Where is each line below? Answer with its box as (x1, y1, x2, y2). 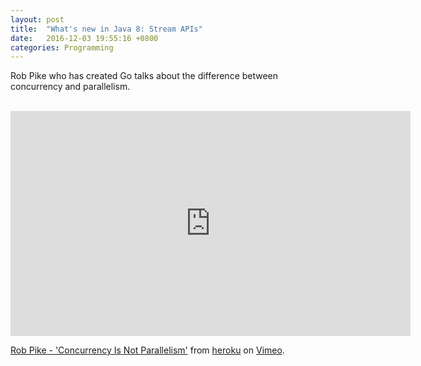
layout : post (10, 14, 65, 25)
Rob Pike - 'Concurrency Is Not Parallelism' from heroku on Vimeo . (10, 344, 285, 356)
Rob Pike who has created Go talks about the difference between (10, 70, 279, 82)
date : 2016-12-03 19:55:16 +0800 (10, 33, 159, 43)
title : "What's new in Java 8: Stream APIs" (10, 24, 203, 34)
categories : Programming (10, 42, 114, 53)
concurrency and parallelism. (10, 81, 131, 93)
